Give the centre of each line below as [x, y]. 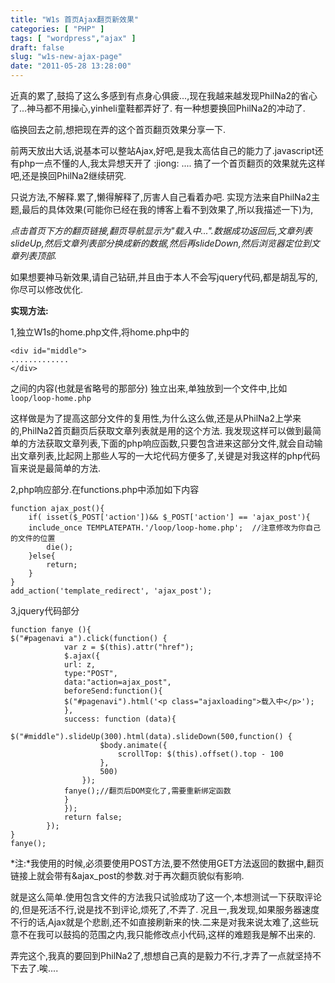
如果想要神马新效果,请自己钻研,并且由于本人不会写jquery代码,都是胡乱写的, [164, 277]
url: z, [80, 665]
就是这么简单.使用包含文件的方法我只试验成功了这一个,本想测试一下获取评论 [166, 897]
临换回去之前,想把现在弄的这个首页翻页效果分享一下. [118, 129]
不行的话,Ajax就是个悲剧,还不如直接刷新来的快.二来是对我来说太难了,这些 [160, 922]
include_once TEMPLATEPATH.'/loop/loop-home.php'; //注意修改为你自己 [175, 528]
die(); [60, 547]
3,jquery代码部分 [45, 610]
